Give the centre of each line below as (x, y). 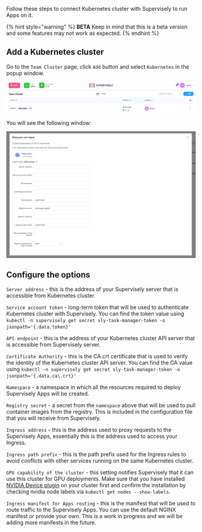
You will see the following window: (49, 122)
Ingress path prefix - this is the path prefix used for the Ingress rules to (96, 454)
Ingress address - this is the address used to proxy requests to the (89, 430)
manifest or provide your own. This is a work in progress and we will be (94, 516)
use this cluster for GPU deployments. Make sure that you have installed (96, 479)
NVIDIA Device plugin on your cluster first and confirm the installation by (96, 486)
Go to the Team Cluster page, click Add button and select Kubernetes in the (98, 66)
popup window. (25, 73)
